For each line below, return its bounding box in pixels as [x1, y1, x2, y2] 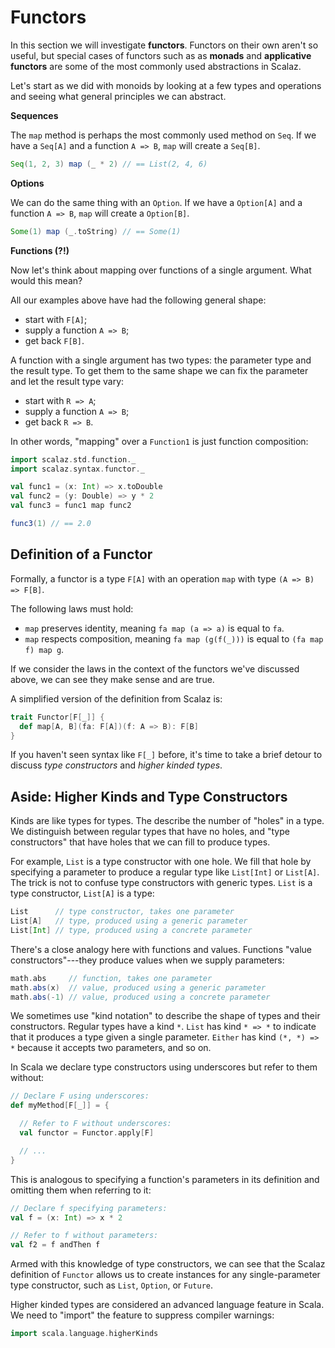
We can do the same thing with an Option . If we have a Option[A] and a [10, 196, 303, 208]
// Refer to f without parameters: [10, 1231, 159, 1241]
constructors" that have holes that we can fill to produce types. [10, 836, 271, 848]
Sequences [10, 109, 59, 121]
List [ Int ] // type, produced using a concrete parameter [10, 925, 253, 935]
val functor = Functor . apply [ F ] [19, 1128, 155, 1138]
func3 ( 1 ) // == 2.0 [10, 519, 92, 529]
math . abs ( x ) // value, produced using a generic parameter [10, 982, 267, 993]
